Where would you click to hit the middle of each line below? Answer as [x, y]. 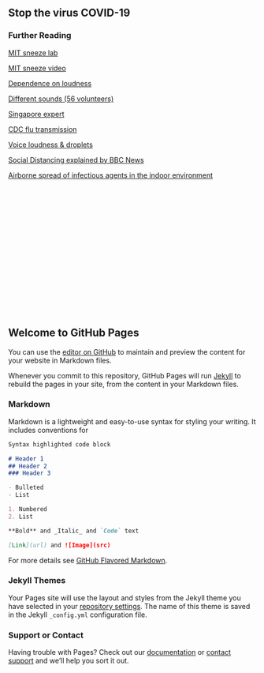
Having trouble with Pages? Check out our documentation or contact [119, 652]
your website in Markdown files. [60, 360]
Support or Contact [46, 635]
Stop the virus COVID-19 [69, 13]
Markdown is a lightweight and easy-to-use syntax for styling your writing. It [132, 421]
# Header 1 [26, 459]
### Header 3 [30, 473]
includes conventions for [48, 430]
